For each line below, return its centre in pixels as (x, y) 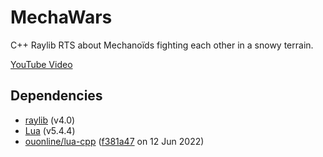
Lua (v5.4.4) (50, 130)
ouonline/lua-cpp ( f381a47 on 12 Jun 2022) (114, 141)
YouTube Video (41, 64)
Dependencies (56, 96)
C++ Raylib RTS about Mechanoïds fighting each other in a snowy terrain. (162, 45)
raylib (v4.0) (50, 120)
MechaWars (61, 17)
